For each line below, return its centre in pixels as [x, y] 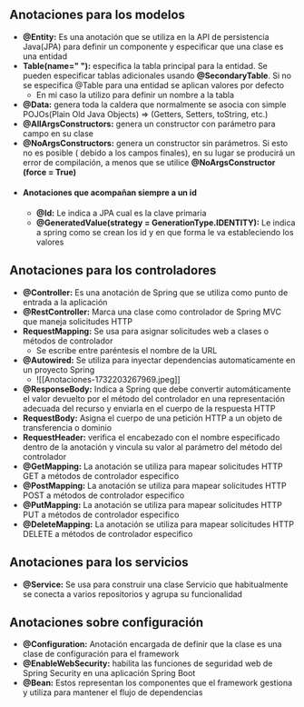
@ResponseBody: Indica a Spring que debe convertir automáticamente [157, 389]
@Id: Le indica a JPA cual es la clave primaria [121, 214]
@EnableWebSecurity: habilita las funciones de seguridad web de [147, 663]
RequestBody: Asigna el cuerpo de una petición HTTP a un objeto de [152, 418]
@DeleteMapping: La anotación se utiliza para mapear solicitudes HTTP [158, 524]
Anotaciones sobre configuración [107, 623]
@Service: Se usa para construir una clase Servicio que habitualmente [155, 584]
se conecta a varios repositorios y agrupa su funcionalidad [132, 593]
